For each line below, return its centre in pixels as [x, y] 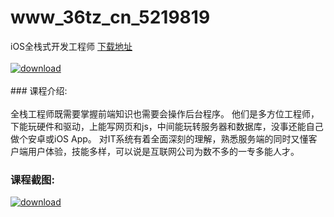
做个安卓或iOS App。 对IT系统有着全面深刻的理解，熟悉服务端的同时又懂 [159, 138]
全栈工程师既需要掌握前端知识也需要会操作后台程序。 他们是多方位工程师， [165, 113]
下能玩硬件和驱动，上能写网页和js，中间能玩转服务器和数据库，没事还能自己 [167, 126]
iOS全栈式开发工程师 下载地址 [71, 46]
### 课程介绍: [39, 90]
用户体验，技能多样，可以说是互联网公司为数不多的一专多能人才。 [163, 151]
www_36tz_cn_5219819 [110, 17]
